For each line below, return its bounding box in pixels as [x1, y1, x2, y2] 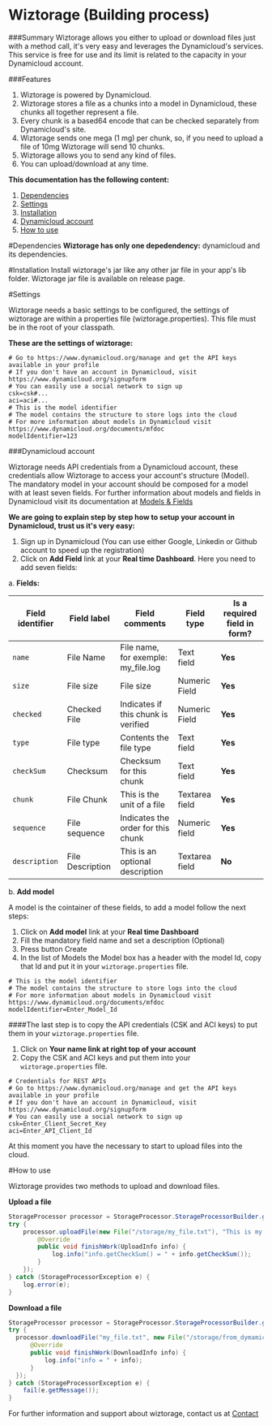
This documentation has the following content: [8, 175, 170, 184]
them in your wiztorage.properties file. [8, 1028, 139, 1038]
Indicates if [120, 698, 163, 710]
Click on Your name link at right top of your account [19, 1044, 197, 1053]
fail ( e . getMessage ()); [23, 1386, 100, 1394]
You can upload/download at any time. [19, 158, 149, 168]
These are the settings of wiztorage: [8, 338, 134, 348]
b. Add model [8, 887, 54, 897]
